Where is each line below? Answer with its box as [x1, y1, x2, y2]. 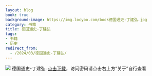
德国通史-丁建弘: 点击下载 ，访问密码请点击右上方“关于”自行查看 [11, 65, 146, 71]
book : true [5, 12, 29, 17]
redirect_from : [5, 46, 38, 51]
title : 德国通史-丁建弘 [5, 27, 51, 32]
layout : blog [5, 7, 33, 13]
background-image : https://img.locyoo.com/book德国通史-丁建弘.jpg [5, 17, 147, 22]
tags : [5, 31, 17, 36]
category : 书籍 [5, 22, 36, 27]
